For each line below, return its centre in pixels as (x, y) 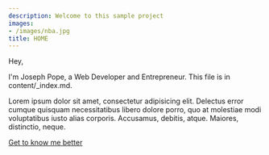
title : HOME (28, 38)
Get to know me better (46, 143)
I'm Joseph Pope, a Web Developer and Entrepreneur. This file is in (120, 77)
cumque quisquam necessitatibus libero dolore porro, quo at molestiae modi (135, 110)
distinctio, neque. (37, 127)
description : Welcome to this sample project (86, 16)
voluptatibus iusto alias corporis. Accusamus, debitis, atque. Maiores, (124, 119)
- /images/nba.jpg (39, 31)
